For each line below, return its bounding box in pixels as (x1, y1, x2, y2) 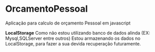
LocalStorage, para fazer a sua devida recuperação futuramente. (5, 40, 141, 46)
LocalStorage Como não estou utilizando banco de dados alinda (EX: (5, 30, 150, 36)
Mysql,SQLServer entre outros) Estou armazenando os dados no (5, 35, 141, 41)
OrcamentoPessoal (5, 3, 88, 15)
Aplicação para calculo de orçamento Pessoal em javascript (5, 20, 131, 26)
